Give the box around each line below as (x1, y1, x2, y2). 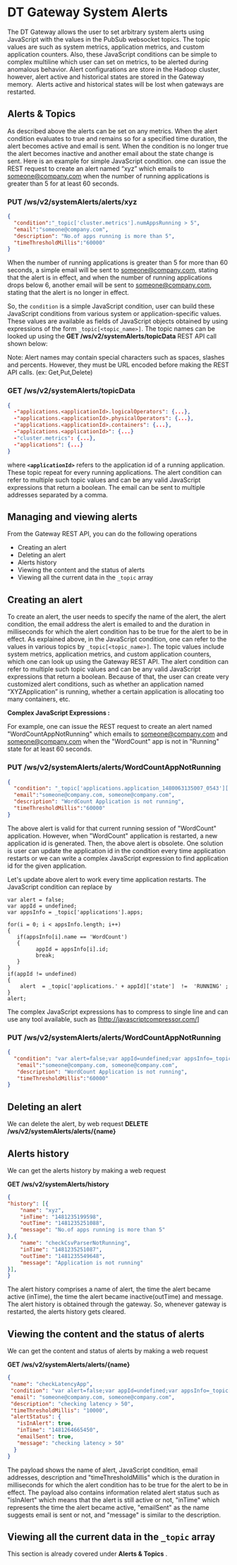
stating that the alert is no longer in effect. (7, 289, 129, 297)
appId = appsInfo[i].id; (35, 945, 109, 953)
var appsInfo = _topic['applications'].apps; (7, 908, 143, 916)
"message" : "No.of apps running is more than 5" (20, 1226, 166, 1233)
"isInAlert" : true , (16, 1420, 74, 1427)
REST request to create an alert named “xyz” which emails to (7, 164, 185, 173)
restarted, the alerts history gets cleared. (7, 1307, 126, 1316)
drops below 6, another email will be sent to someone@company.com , (7, 281, 212, 289)
